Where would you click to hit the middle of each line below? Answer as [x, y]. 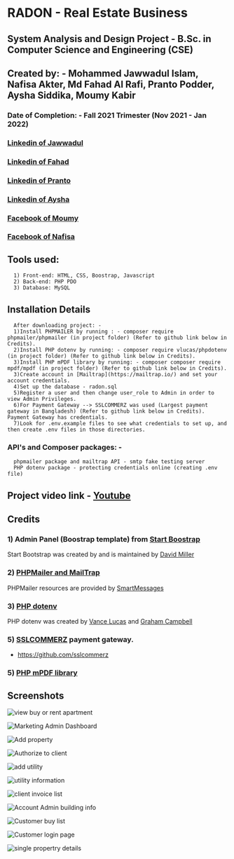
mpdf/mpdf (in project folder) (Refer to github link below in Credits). [117, 369]
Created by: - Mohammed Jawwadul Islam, [103, 73]
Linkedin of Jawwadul [46, 143]
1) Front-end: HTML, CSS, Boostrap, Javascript [84, 276]
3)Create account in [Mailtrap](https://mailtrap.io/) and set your [116, 375]
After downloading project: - [57, 326]
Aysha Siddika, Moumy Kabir [71, 95]
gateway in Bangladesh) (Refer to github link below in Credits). [106, 411]
